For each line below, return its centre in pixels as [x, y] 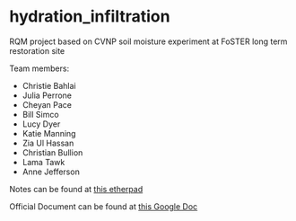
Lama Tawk [44, 162]
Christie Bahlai [49, 85]
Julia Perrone [47, 95]
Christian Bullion [52, 152]
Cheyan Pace [47, 104]
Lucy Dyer [41, 124]
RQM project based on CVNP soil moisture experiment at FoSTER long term [148, 41]
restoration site [37, 50]
